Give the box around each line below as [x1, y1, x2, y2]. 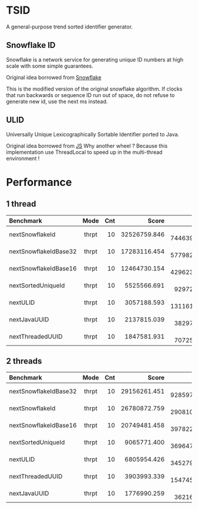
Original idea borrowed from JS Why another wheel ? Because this [6, 142, 168, 149]
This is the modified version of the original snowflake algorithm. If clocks [6, 85, 183, 92]
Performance [6, 175, 72, 189]
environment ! [6, 154, 40, 162]
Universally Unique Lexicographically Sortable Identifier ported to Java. [6, 131, 180, 138]
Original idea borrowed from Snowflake [6, 73, 102, 80]
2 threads [6, 356, 42, 366]
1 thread [6, 199, 37, 209]
